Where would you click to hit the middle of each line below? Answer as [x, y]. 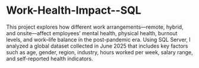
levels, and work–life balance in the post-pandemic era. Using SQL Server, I [99, 39]
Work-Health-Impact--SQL [74, 10]
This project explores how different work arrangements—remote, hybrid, [95, 27]
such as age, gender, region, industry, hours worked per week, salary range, [99, 52]
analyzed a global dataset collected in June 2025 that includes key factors [97, 46]
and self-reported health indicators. [50, 58]
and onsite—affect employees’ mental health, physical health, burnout [92, 33]
